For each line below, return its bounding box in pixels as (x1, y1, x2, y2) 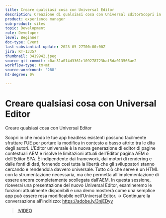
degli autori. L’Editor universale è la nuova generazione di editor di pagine (5, 145, 156, 151)
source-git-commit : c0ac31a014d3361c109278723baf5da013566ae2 (5, 58, 137, 63)
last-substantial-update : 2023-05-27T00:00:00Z (5, 44, 106, 49)
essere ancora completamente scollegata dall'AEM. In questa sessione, (5, 177, 151, 183)
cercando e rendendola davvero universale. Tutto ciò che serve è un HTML (5, 166, 159, 172)
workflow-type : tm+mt (5, 63, 50, 68)
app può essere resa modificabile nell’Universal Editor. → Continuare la (5, 193, 151, 199)
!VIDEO (17, 208, 32, 214)
